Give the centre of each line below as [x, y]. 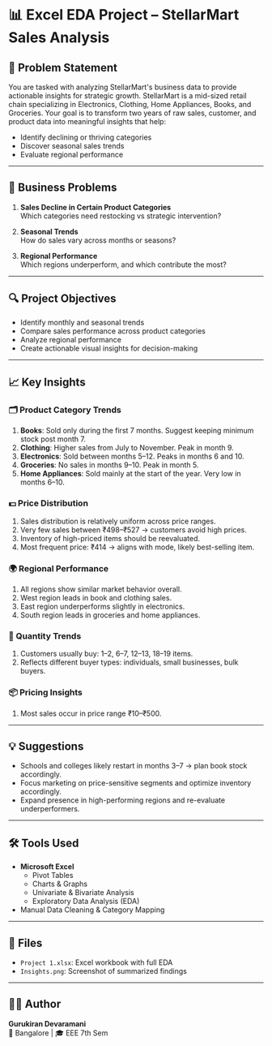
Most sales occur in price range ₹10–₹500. [91, 713]
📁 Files [25, 943]
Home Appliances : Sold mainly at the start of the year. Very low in [130, 474]
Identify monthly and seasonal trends [82, 322]
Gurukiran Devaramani [47, 1023]
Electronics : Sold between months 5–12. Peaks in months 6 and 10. [132, 456]
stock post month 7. [53, 439]
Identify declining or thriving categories [86, 137]
